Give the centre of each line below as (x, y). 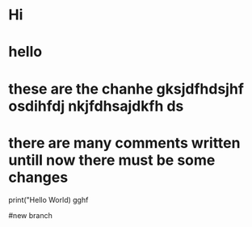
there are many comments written (124, 143)
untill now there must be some (112, 160)
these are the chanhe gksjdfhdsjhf (126, 88)
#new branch (30, 215)
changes (38, 177)
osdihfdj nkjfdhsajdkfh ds (96, 106)
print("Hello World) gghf (48, 200)
